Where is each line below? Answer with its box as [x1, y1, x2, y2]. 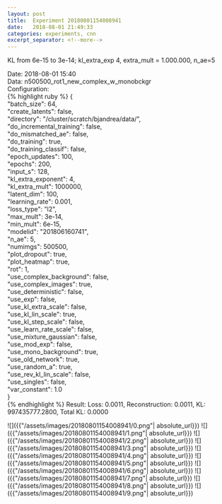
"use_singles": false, [7, 377, 67, 386]
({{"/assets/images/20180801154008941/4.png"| [7, 452, 149, 460]
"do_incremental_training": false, [7, 122, 103, 131]
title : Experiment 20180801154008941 [7, 17, 122, 24]
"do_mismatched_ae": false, [7, 130, 89, 139]
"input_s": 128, [7, 168, 49, 176]
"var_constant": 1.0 [7, 385, 62, 394]
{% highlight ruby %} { [7, 93, 73, 101]
